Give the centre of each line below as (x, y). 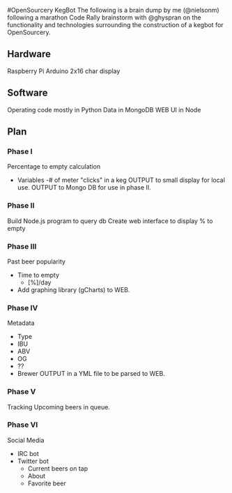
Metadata (21, 323)
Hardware (29, 54)
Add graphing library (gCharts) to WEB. (74, 289)
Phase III (22, 246)
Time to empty (38, 275)
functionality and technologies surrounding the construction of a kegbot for (116, 25)
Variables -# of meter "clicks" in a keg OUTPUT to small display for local (121, 180)
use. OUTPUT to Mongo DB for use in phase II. (84, 188)
